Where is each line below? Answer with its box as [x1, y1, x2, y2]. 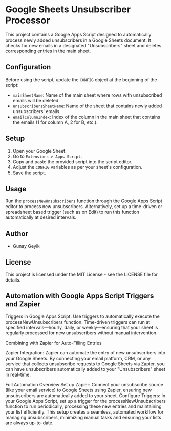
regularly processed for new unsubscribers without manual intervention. [5, 330, 158, 336]
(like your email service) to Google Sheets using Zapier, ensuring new [5, 387, 152, 393]
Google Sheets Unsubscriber [5, 4, 131, 15]
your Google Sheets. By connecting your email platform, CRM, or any [5, 355, 151, 361]
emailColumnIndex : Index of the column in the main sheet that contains [12, 114, 160, 120]
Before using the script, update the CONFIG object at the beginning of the [5, 76, 157, 83]
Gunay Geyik [12, 243, 40, 249]
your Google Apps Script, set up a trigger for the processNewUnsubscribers [5, 398, 166, 404]
